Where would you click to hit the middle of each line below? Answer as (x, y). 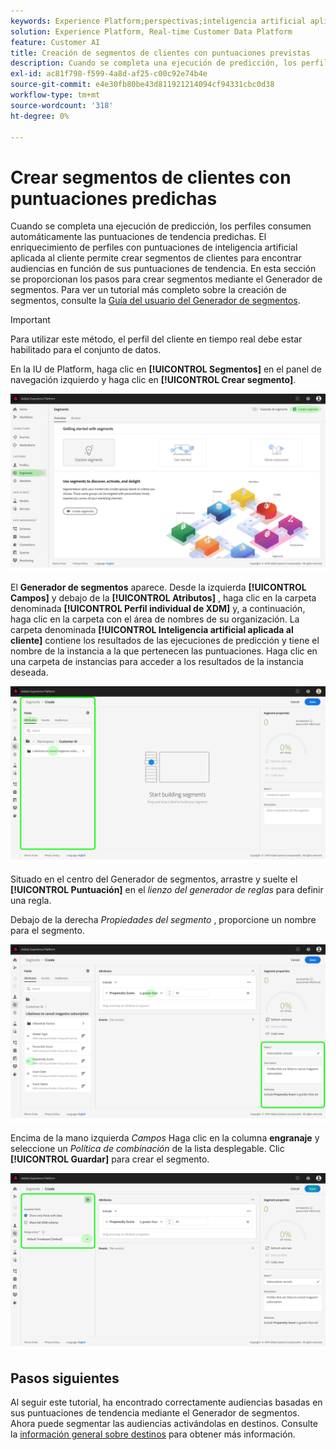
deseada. (29, 672)
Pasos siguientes (65, 1378)
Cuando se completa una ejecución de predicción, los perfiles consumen (161, 226)
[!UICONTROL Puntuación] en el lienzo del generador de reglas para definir (167, 890)
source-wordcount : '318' (62, 105)
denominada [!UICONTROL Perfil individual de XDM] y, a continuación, (158, 608)
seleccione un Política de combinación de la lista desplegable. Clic (147, 1148)
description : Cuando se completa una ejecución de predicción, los (154, 63)
